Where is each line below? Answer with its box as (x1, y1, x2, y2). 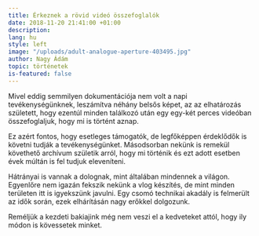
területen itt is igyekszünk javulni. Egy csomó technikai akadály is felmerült (8, 188, 250, 198)
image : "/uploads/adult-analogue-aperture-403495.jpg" (8, 48, 192, 56)
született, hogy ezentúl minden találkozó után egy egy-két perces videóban (8, 107, 252, 118)
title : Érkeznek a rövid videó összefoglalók (8, 11, 159, 20)
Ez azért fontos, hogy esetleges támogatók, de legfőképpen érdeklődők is (8, 131, 247, 141)
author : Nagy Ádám (8, 56, 68, 64)
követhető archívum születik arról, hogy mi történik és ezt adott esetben (8, 148, 241, 158)
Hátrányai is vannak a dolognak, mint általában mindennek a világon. (8, 172, 230, 181)
